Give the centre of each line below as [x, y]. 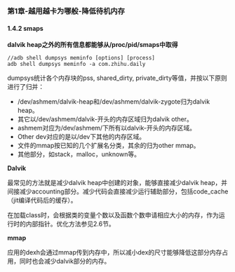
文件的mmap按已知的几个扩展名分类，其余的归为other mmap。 [108, 146]
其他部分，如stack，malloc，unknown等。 [79, 154]
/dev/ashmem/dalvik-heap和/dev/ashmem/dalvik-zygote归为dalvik [114, 102]
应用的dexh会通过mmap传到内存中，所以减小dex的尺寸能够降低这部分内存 [115, 252]
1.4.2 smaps [25, 28]
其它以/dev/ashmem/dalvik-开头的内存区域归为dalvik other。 [105, 119]
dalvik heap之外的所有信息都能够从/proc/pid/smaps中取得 [93, 45]
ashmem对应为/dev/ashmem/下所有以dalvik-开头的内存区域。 [107, 128]
